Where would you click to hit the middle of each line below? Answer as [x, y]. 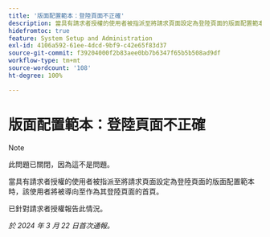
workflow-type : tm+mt [45, 61]
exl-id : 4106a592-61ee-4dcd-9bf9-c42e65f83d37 [88, 46]
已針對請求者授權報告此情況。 [57, 208]
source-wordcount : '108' [50, 68]
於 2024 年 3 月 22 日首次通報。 [61, 225]
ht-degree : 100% [35, 76]
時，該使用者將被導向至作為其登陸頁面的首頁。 [86, 191]
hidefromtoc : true [39, 31]
